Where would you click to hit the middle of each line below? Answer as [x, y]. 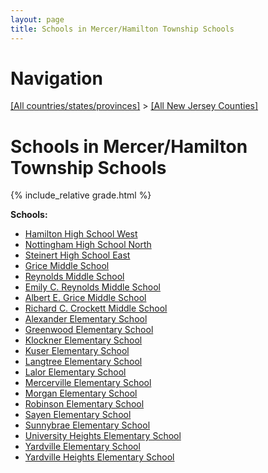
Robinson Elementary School [84, 404]
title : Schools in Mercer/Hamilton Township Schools [122, 29]
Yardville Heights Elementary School [99, 457]
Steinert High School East [77, 255]
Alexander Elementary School [86, 319]
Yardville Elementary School [82, 447]
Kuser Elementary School [77, 351]
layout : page [37, 19]
